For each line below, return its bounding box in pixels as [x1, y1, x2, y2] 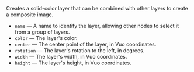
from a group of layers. [14, 28, 70, 35]
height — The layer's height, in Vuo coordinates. [14, 59, 131, 66]
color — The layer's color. [14, 35, 78, 41]
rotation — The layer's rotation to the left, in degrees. [14, 47, 145, 54]
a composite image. [6, 11, 54, 18]
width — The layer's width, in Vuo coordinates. [14, 53, 127, 60]
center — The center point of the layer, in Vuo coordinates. [14, 41, 157, 48]
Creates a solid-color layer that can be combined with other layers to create [6, 5, 189, 12]
